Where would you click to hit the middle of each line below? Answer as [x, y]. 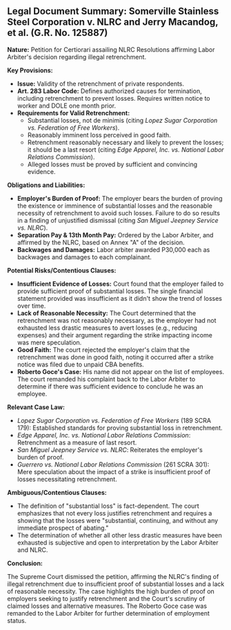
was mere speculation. [49, 342]
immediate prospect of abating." [63, 528]
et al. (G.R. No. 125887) [58, 33]
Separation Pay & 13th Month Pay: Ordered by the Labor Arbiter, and [115, 235]
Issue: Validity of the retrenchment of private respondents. [101, 83]
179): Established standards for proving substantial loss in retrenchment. [120, 428]
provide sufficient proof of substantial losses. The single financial [110, 291]
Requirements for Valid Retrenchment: [73, 112]
